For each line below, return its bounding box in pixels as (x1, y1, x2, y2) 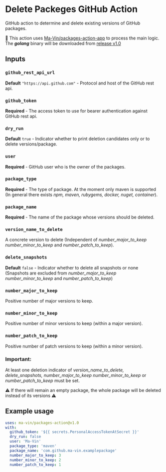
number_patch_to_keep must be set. (5, 377, 80, 383)
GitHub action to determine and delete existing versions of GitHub (5, 20, 141, 26)
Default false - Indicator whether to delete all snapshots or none (5, 264, 139, 270)
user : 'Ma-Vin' (9, 439, 41, 444)
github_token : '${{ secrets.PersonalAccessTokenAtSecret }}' (9, 429, 140, 434)
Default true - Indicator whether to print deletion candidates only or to (5, 136, 150, 142)
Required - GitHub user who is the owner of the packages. (5, 163, 126, 169)
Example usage (5, 407, 54, 415)
